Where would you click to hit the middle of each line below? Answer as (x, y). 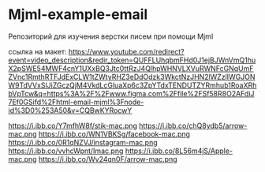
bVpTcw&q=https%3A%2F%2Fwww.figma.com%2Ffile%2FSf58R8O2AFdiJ (131, 93)
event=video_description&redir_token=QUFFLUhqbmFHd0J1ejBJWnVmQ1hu (132, 60)
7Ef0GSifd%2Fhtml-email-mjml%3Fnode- (76, 102)
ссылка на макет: (37, 51)
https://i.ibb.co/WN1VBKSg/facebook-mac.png (114, 134)
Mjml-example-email (78, 15)
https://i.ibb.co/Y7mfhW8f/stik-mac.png (73, 125)
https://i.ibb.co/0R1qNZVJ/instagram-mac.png (83, 142)
